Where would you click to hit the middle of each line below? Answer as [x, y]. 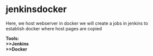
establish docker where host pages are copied [54, 28]
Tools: [12, 38]
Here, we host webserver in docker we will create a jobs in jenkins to [77, 23]
